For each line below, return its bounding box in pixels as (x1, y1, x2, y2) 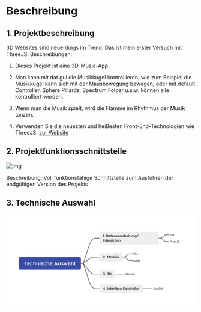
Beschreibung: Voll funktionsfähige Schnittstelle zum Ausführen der (6, 174, 174, 181)
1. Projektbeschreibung (6, 28, 95, 38)
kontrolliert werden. (14, 93, 64, 100)
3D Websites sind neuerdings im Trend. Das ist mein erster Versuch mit (6, 44, 182, 51)
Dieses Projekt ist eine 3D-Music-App (14, 62, 109, 69)
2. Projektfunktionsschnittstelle (6, 146, 127, 157)
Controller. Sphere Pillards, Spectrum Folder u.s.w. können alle (14, 87, 170, 94)
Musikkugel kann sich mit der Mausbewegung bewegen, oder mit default (14, 80, 196, 87)
